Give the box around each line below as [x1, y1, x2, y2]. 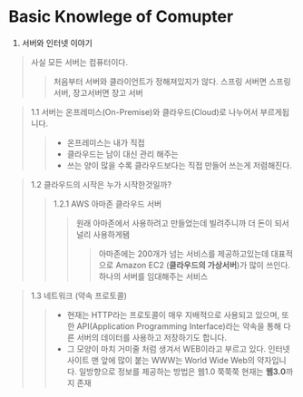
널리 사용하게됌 [75, 228, 131, 239]
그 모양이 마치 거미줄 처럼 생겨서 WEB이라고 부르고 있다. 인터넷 [66, 343, 291, 354]
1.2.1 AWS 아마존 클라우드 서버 [53, 198, 162, 209]
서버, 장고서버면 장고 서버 [53, 87, 144, 98]
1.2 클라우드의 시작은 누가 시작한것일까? [30, 179, 172, 189]
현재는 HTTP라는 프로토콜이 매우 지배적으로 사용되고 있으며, [66, 309, 280, 320]
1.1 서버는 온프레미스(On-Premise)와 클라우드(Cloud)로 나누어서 [30, 106, 259, 117]
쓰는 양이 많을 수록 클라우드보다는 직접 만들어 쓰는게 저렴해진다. [66, 160, 292, 170]
